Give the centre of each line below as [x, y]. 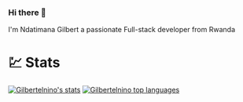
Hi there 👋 [28, 13]
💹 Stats [34, 63]
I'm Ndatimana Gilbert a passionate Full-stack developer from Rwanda [122, 30]
